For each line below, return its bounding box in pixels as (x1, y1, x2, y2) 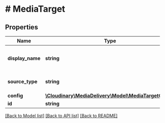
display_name (7, 55, 41, 62)
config (7, 92, 24, 99)
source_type (7, 78, 38, 85)
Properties (5, 23, 38, 31)
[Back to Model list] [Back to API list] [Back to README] (5, 113, 118, 119)
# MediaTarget (5, 3, 65, 15)
